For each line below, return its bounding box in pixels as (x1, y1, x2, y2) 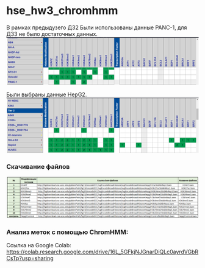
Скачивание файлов (6, 162, 70, 171)
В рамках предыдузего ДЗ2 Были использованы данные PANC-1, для (6, 24, 187, 31)
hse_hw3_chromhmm (6, 4, 118, 18)
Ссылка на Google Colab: (6, 242, 71, 249)
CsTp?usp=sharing (6, 255, 54, 262)
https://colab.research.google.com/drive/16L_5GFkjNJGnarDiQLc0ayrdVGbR (6, 248, 199, 256)
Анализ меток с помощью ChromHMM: (6, 228, 129, 236)
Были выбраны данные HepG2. (6, 91, 87, 98)
